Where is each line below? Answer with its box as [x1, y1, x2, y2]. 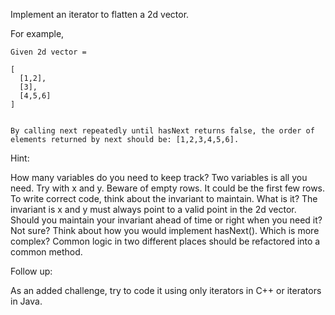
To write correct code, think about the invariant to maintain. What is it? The [10, 193, 318, 204]
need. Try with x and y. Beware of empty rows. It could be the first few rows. [10, 182, 326, 194]
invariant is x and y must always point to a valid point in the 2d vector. [10, 204, 297, 215]
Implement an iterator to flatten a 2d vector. [10, 9, 190, 20]
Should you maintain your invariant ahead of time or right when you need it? [10, 214, 323, 226]
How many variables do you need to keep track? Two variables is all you [10, 172, 308, 183]
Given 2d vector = [10, 47, 87, 57]
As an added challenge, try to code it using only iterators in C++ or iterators [10, 285, 322, 296]
